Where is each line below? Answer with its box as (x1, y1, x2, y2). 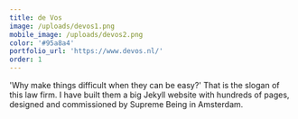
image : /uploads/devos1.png (9, 22, 116, 31)
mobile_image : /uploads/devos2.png (9, 30, 144, 39)
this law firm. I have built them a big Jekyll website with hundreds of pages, (9, 89, 290, 100)
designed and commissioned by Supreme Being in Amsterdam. (9, 99, 244, 109)
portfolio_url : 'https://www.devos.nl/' (9, 47, 164, 56)
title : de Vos (9, 13, 63, 23)
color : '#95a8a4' (9, 38, 75, 48)
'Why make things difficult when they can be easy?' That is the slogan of (9, 80, 280, 90)
